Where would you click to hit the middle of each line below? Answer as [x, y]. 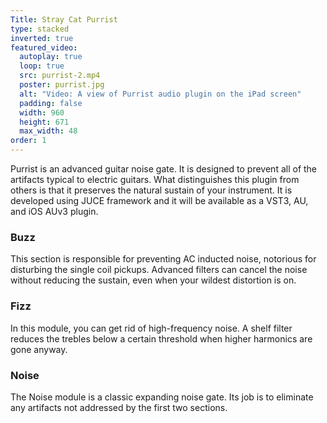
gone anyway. [39, 349]
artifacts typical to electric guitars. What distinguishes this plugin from [155, 179]
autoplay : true [51, 57]
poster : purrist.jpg [62, 85]
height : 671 [44, 122]
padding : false [51, 103]
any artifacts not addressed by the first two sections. [119, 407]
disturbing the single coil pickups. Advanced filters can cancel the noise [159, 270]
